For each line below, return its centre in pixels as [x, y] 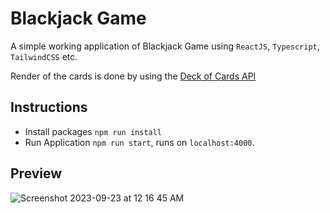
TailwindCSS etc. [44, 56]
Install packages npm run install [93, 131]
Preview [36, 173]
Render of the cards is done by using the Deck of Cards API [133, 76]
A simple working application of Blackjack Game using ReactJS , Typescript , [165, 46]
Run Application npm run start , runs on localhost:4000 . [139, 142]
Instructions [49, 107]
